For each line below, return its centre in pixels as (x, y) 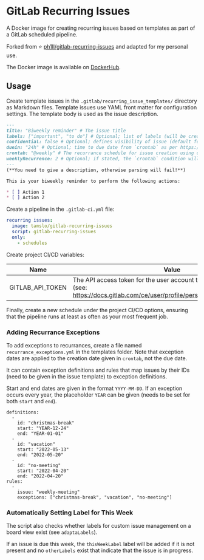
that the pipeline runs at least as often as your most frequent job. (87, 316)
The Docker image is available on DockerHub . (64, 67)
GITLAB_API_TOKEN (38, 287)
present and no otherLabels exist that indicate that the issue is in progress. (100, 550)
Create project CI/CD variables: (46, 254)
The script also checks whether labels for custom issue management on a (99, 526)
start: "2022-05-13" (43, 449)
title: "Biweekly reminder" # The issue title (66, 131)
